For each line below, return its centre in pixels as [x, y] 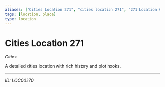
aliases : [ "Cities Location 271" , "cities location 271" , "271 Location [81, 10]
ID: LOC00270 [20, 80]
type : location [21, 19]
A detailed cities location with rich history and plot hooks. [63, 66]
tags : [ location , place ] [30, 14]
